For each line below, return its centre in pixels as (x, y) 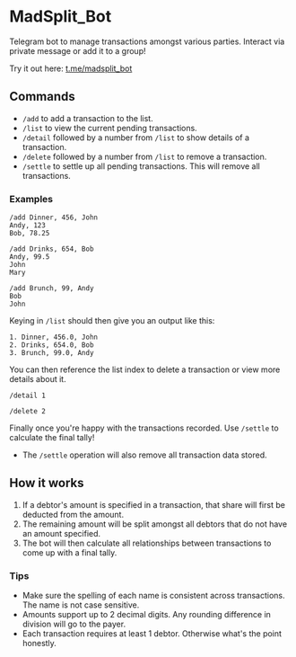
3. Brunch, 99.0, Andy (52, 353)
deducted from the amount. (73, 514)
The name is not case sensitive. (81, 605)
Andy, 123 (28, 226)
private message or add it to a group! (78, 50)
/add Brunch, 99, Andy (52, 289)
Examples (31, 199)
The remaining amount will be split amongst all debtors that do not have (155, 524)
